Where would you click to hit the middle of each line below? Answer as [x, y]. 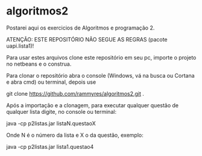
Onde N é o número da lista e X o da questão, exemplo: [75, 135]
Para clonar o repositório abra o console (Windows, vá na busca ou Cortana [100, 75]
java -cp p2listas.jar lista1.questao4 [50, 146]
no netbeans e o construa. [39, 64]
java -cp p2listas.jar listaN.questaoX [51, 123]
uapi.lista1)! [20, 46]
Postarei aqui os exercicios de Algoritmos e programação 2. [80, 28]
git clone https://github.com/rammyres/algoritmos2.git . [75, 93]
